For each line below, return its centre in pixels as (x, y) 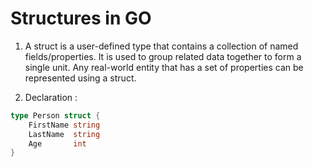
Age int (57, 143)
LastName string (64, 134)
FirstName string (64, 125)
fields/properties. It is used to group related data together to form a (163, 56)
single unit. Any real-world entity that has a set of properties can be (164, 67)
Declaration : (51, 97)
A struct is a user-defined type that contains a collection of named (161, 46)
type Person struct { (55, 115)
